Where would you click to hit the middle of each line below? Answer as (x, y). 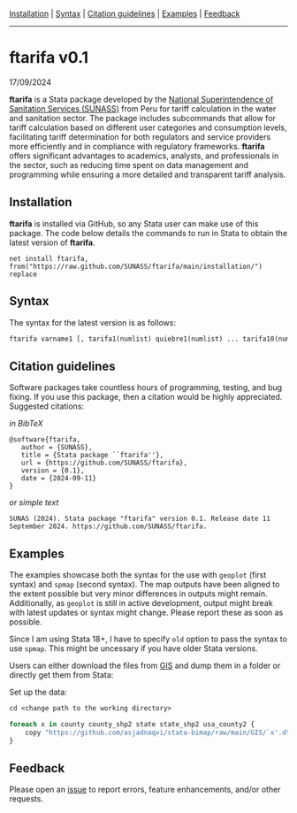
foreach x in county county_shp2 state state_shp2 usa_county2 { (132, 724)
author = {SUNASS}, (57, 448)
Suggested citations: (47, 406)
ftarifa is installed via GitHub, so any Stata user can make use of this (134, 223)
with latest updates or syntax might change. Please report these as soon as (146, 613)
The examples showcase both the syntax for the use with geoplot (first (138, 575)
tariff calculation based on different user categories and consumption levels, (148, 127)
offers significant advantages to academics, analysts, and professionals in (144, 156)
